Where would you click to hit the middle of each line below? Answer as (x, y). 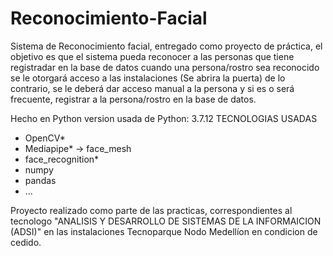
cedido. (26, 242)
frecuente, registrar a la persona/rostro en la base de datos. (133, 99)
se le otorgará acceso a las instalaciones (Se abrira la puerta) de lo (148, 78)
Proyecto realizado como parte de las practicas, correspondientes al (151, 210)
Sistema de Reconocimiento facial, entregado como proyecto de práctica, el (166, 46)
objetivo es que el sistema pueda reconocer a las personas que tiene (152, 56)
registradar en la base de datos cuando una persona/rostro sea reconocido (165, 67)
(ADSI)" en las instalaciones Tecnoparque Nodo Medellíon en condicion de (164, 231)
